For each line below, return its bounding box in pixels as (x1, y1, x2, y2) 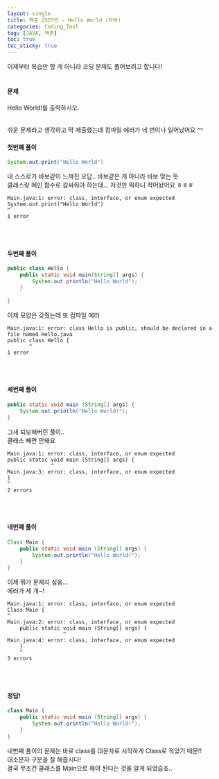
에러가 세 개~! (7, 587, 45, 595)
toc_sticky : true (7, 42, 58, 49)
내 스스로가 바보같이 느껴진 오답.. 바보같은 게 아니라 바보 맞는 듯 (7, 172, 179, 181)
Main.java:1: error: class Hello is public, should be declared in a (7, 324, 213, 332)
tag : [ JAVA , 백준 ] (7, 29, 58, 37)
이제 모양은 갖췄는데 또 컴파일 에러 (7, 310, 100, 319)
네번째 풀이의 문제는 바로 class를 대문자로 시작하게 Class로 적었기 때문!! (7, 746, 202, 755)
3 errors (7, 655, 33, 662)
